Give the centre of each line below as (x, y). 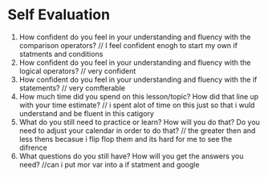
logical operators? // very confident (77, 70)
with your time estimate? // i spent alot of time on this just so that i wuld (137, 105)
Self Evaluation (59, 15)
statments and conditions (61, 54)
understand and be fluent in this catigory (86, 113)
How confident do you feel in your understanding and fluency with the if (138, 79)
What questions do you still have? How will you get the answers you (131, 156)
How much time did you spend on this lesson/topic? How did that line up (139, 96)
